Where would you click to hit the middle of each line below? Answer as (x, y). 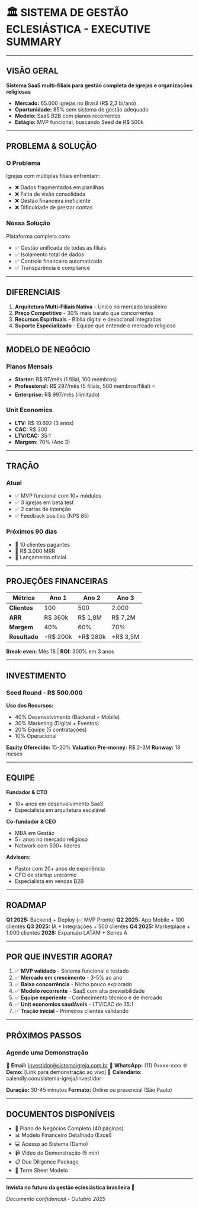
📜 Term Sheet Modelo (41, 1170)
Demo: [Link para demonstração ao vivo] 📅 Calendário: (74, 1072)
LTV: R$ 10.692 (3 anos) (44, 423)
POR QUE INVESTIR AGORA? (60, 957)
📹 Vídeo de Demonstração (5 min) (57, 1153)
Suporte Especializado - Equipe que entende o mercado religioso (95, 326)
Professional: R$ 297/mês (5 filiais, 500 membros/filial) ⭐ (85, 386)
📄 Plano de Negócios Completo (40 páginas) (69, 1128)
